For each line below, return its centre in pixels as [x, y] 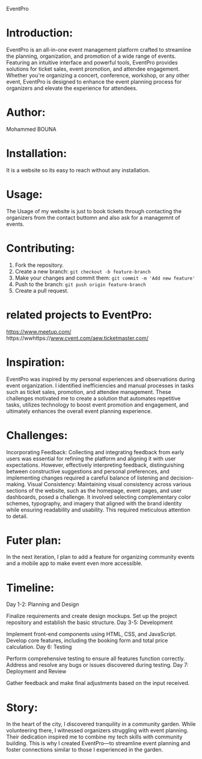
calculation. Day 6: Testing [39, 647]
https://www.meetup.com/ [39, 331]
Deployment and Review [36, 672]
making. [16, 484]
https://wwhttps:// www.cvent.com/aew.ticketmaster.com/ [77, 338]
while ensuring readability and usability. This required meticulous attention [98, 510]
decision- [182, 478]
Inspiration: [35, 362]
